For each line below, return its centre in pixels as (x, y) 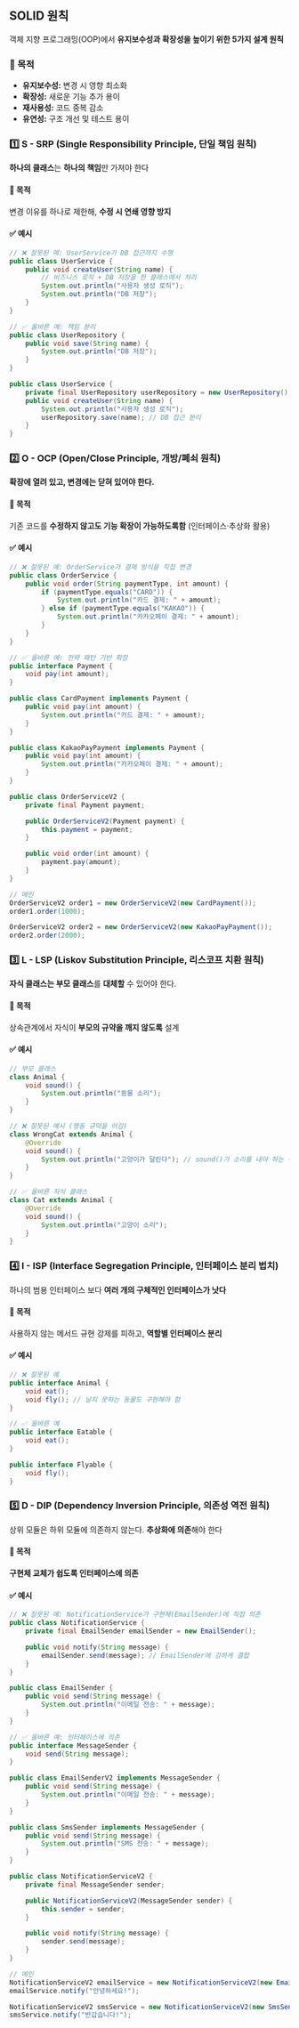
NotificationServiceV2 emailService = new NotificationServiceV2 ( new (141, 1983)
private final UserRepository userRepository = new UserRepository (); (159, 392)
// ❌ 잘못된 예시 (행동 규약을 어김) (68, 1127)
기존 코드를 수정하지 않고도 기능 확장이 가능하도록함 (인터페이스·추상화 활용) (140, 525)
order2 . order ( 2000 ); (48, 936)
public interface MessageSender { (73, 1745)
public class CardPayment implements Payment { (99, 699)
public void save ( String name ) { (87, 343)
